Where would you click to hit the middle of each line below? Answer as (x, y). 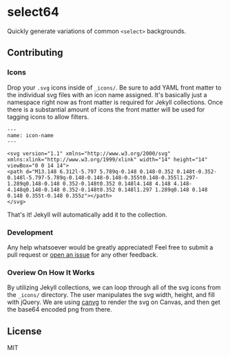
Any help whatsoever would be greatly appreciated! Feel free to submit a (110, 247)
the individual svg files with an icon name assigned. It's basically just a (107, 94)
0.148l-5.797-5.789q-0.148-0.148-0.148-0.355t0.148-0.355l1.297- (103, 177)
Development (30, 232)
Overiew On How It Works (51, 272)
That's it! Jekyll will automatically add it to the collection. (87, 214)
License (24, 331)
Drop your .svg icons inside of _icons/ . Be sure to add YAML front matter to (114, 88)
